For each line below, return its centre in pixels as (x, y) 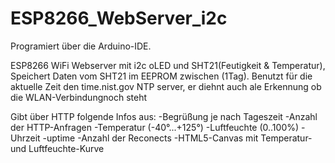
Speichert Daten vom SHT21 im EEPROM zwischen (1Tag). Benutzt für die (161, 76)
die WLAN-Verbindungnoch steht (78, 97)
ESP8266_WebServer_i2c (119, 18)
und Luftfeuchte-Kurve (57, 148)
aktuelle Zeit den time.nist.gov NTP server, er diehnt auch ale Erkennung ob (166, 86)
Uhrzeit (25, 138)
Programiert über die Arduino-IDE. (81, 46)
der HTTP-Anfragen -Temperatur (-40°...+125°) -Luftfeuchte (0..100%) (155, 127)
